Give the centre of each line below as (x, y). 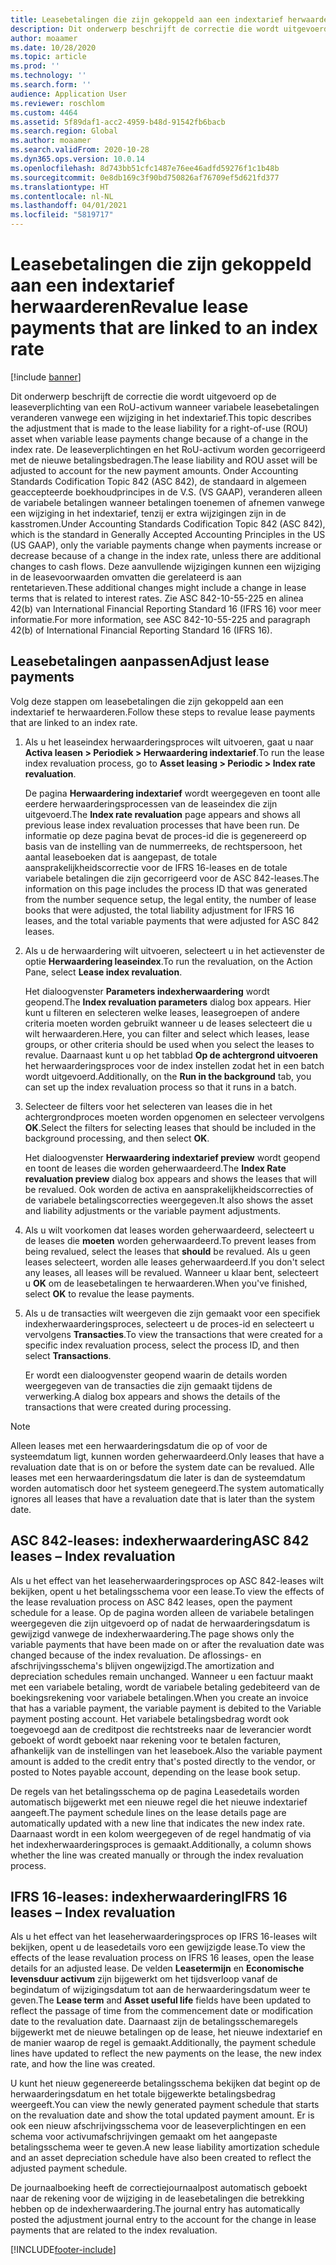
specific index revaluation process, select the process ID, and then (162, 1345)
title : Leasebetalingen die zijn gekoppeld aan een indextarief (147, 19)
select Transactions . (68, 1355)
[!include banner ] (46, 377)
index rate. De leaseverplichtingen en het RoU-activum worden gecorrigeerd (168, 449)
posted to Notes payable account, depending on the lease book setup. (155, 1772)
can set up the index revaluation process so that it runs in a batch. (160, 1087)
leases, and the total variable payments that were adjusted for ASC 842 (172, 920)
